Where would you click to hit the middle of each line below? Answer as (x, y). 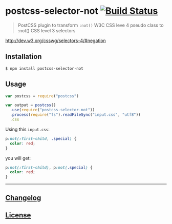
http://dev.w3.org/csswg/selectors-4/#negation (56, 40)
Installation (24, 57)
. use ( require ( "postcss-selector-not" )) (52, 110)
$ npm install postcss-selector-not (44, 68)
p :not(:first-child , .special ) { (41, 138)
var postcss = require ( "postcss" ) (42, 96)
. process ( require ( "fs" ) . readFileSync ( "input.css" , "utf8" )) (75, 115)
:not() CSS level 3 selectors (47, 30)
